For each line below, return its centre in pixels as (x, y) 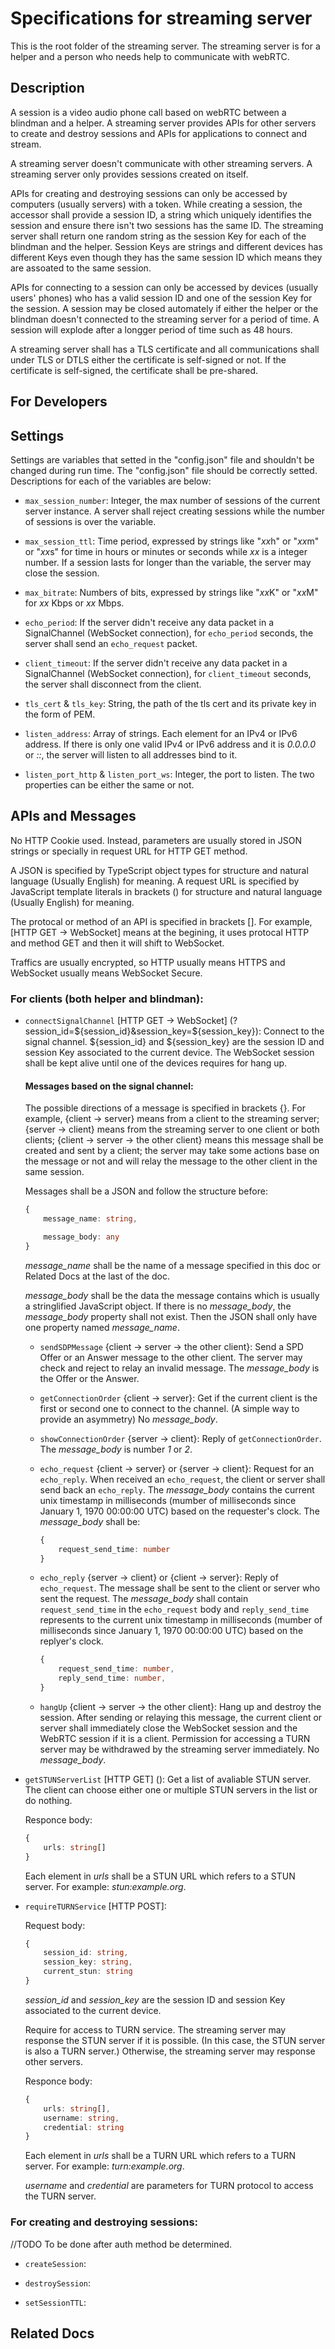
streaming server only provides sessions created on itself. (129, 174)
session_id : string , (86, 1953)
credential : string (84, 2127)
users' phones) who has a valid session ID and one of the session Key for (161, 298)
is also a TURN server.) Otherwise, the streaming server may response (170, 2051)
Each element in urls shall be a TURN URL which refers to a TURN (160, 2156)
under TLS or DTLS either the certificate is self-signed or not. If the (148, 359)
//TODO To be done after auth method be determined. (121, 2244)
